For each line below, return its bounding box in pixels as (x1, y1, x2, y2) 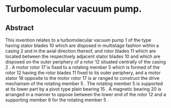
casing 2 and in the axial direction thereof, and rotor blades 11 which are (5, 48, 156, 54)
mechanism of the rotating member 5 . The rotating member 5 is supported (5, 80, 163, 87)
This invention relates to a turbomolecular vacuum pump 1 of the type (5, 37, 152, 43)
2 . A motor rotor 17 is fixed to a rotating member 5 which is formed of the (5, 64, 160, 70)
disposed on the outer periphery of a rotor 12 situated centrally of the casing (5, 59, 166, 64)
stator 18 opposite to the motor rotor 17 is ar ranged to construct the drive (5, 75, 160, 81)
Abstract (5, 24, 34, 32)
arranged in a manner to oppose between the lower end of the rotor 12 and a (5, 92, 166, 97)
